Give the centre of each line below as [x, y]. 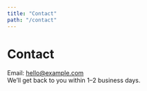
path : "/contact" [32, 20]
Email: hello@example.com [46, 73]
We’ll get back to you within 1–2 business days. [74, 81]
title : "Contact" [32, 13]
